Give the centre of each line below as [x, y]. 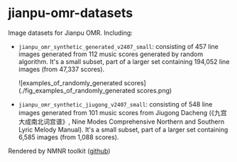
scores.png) [154, 90]
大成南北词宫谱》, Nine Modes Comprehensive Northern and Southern [121, 121]
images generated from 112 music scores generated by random [111, 54]
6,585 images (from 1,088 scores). [68, 137]
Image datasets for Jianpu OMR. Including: [71, 33]
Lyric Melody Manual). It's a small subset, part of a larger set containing [123, 129]
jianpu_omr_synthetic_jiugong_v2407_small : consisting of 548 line [115, 104]
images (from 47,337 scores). [61, 69]
